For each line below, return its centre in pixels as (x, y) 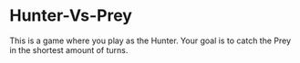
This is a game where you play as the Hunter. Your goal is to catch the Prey (150, 40)
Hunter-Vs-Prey (71, 16)
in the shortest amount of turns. (69, 49)
